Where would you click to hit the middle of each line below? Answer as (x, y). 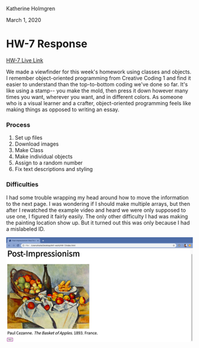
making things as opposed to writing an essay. (63, 109)
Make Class (29, 150)
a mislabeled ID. (26, 229)
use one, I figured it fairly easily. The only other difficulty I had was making (97, 216)
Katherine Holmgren (31, 9)
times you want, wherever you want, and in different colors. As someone (94, 96)
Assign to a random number (49, 163)
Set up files (28, 138)
